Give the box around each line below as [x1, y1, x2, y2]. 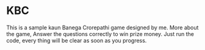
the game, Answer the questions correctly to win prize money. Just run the [6, 30, 194, 37]
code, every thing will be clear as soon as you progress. [6, 37, 147, 44]
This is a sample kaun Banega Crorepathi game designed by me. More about [6, 24, 199, 31]
